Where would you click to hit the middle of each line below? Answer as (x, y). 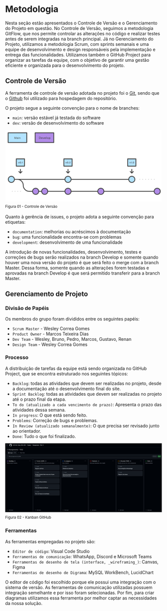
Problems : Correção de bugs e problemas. (55, 420)
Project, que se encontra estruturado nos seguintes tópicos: (67, 374)
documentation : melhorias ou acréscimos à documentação (72, 231)
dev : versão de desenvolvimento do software (58, 123)
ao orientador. (27, 431)
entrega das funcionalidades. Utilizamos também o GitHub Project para (78, 55)
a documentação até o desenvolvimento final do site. (66, 388)
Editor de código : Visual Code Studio (51, 551)
